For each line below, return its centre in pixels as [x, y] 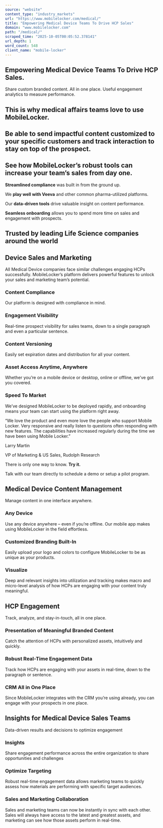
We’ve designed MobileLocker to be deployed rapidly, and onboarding [75, 406]
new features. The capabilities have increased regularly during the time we [80, 431]
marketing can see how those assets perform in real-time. [63, 820]
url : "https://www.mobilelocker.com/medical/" [53, 18]
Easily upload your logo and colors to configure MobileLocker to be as [75, 552]
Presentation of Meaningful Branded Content [59, 631]
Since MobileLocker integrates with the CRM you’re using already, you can [80, 698]
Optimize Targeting [28, 771]
